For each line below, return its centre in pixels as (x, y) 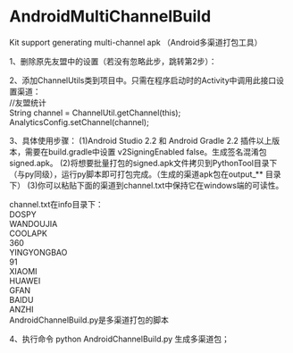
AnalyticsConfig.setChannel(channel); (79, 122)
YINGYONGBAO (38, 252)
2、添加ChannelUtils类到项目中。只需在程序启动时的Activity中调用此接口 (143, 80)
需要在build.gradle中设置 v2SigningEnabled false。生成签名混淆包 (146, 151)
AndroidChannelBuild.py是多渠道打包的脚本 (89, 320)
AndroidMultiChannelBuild (110, 17)
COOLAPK (28, 233)
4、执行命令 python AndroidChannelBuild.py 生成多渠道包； (120, 339)
